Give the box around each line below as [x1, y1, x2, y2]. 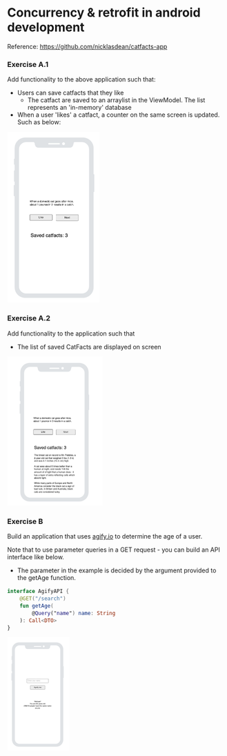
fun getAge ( [19, 603, 54, 610]
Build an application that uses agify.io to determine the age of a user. [7, 532, 203, 541]
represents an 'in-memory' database [27, 104, 132, 112]
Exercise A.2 [7, 313, 50, 323]
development [7, 19, 85, 35]
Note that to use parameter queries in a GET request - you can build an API [7, 545, 221, 554]
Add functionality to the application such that [7, 329, 135, 338]
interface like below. [7, 553, 64, 561]
